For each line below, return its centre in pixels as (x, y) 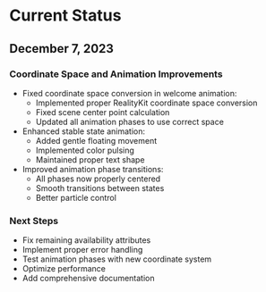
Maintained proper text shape (90, 159)
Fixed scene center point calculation (103, 112)
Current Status (65, 16)
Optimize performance (64, 269)
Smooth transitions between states (100, 188)
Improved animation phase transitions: (93, 169)
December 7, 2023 (62, 49)
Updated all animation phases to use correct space (129, 121)
